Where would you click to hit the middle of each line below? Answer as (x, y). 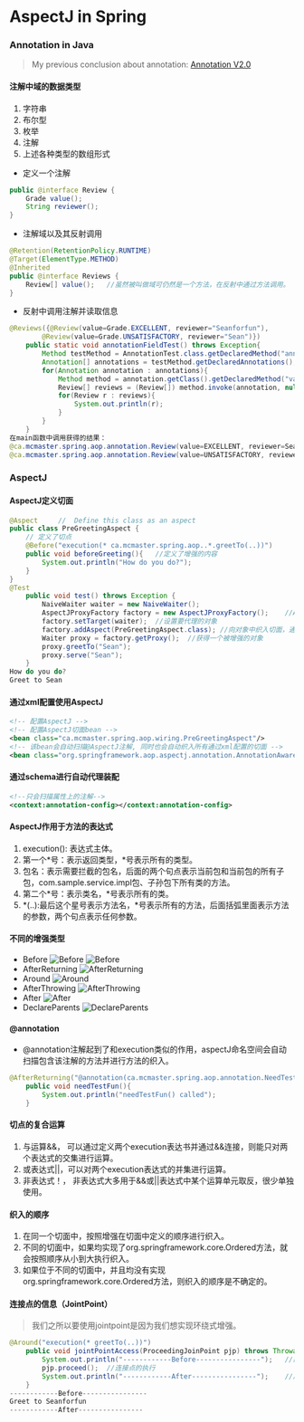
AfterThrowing (49, 988)
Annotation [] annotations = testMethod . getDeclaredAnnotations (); (170, 362)
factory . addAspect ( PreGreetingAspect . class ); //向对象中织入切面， (166, 630)
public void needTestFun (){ (78, 1087)
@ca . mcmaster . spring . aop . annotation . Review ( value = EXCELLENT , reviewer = (147, 446)
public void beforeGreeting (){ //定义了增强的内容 (122, 554)
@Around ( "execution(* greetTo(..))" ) (81, 1343)
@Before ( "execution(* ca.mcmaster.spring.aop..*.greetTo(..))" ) (149, 546)
